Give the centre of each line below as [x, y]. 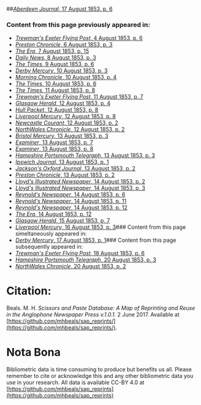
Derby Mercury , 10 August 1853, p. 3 [62, 71]
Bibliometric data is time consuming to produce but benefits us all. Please [99, 369]
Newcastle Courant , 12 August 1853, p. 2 [66, 123]
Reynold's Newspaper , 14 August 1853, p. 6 [70, 195]
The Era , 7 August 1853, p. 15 [52, 51]
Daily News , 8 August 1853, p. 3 [55, 58]
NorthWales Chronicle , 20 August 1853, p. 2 [70, 266]
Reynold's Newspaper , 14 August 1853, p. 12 [71, 207]
